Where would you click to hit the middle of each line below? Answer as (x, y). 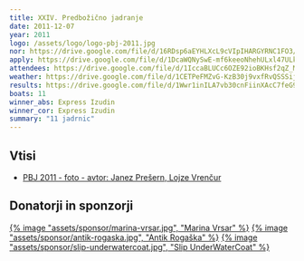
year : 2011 (30, 34)
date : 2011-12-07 (42, 26)
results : (26, 85)
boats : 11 (28, 93)
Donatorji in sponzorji (71, 206)
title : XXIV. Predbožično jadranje (76, 18)
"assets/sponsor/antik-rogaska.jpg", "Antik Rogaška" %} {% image (133, 237)
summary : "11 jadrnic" (52, 119)
